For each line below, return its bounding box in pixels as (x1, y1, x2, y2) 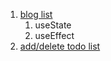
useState (34, 19, 72, 31)
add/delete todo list (19, 40, 101, 52)
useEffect (34, 30, 75, 41)
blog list (19, 9, 53, 20)
